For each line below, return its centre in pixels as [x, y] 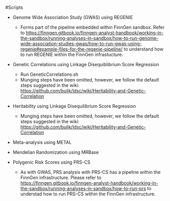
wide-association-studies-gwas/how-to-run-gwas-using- [81, 44]
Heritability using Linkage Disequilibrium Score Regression [74, 106]
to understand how [144, 49]
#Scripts [14, 7]
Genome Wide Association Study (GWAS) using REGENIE [73, 17]
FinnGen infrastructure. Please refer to [61, 177]
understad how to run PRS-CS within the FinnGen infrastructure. [88, 194]
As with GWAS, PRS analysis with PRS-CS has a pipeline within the [90, 172]
